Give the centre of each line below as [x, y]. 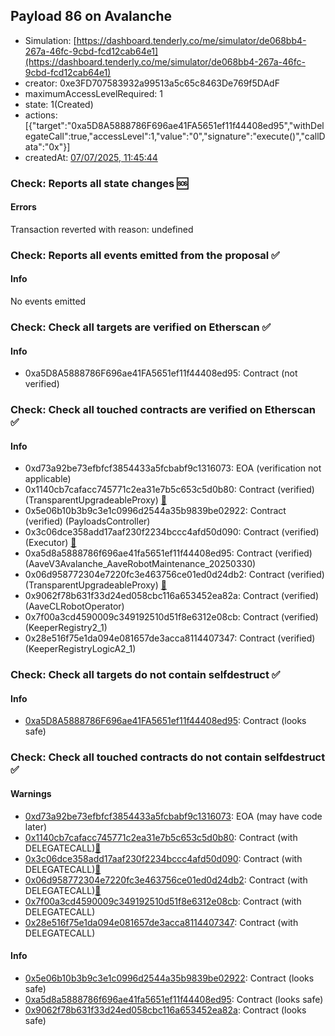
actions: [41, 115]
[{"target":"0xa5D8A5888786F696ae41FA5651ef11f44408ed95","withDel [174, 125]
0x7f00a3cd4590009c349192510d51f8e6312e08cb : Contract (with [163, 901]
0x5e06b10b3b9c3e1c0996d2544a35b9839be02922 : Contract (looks [169, 978]
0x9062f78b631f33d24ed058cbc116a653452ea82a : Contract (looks [165, 1010]
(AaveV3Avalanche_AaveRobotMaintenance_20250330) [140, 564]
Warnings [31, 793]
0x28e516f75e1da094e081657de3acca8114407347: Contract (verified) [170, 638]
